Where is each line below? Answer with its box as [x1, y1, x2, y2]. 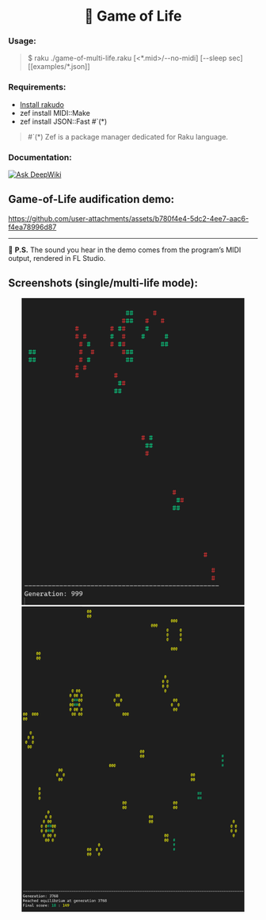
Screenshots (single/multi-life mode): [8, 277, 198, 290]
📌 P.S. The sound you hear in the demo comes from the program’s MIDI [8, 245, 241, 255]
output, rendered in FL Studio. [8, 253, 106, 263]
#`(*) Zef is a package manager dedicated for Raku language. [27, 132, 228, 141]
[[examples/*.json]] [27, 62, 90, 71]
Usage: [8, 36, 37, 47]
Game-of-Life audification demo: [8, 193, 175, 206]
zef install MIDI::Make [19, 108, 91, 117]
